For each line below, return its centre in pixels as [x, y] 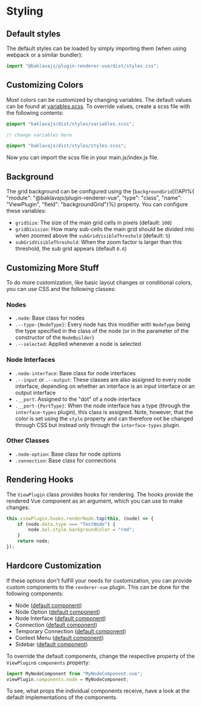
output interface [35, 392]
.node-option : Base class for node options [68, 454]
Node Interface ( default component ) [61, 618]
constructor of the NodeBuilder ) [55, 337]
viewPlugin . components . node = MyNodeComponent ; [68, 679]
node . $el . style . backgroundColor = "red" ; [82, 530]
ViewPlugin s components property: [48, 662]
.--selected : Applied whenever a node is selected [78, 344]
